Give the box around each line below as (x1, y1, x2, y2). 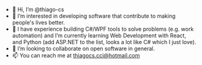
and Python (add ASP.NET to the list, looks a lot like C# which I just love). (12, 39, 196, 45)
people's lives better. (12, 19, 65, 26)
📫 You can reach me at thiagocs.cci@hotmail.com (12, 52, 140, 59)
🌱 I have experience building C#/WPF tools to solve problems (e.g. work (12, 25, 194, 32)
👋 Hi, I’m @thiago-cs (12, 6, 64, 13)
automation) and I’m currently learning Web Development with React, (12, 32, 187, 39)
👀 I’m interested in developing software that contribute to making (12, 12, 176, 20)
